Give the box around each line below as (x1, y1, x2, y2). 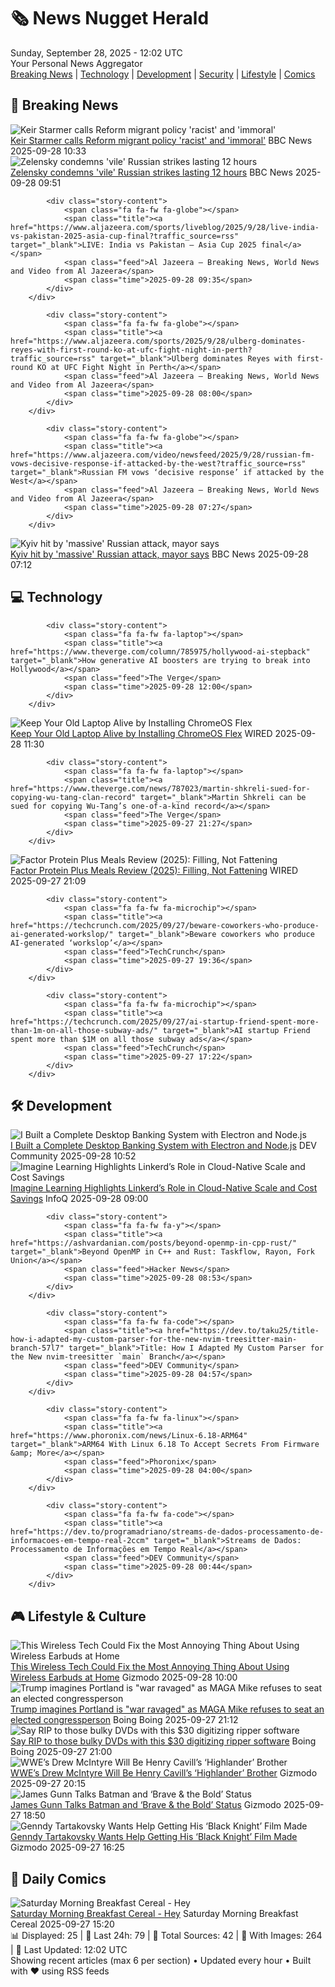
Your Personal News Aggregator (10, 57, 143, 69)
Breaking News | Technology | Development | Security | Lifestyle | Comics (10, 68, 316, 80)
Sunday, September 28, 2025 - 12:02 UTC (10, 46, 183, 59)
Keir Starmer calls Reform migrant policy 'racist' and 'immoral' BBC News (10, 134, 313, 146)
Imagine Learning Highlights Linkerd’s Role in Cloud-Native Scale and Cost (10, 1182, 318, 1194)
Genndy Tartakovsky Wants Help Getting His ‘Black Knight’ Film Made (10, 1831, 298, 1843)
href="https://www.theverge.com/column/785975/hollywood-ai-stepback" (10, 646, 311, 657)
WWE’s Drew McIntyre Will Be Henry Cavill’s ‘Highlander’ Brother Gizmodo (10, 1767, 318, 1779)
